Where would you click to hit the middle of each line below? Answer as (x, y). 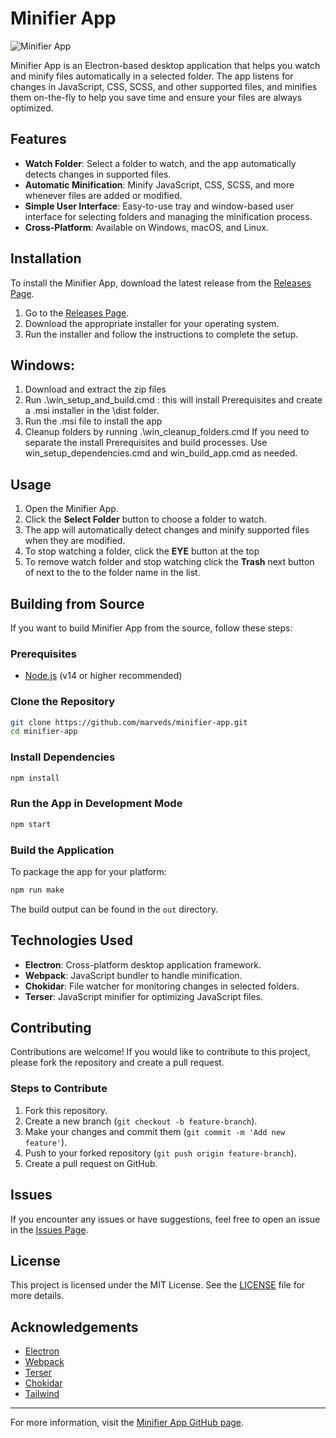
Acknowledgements (74, 1327)
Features (38, 139)
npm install (35, 778)
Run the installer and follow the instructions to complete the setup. (161, 334)
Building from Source (77, 603)
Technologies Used (71, 940)
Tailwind (42, 1394)
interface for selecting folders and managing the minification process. (168, 216)
